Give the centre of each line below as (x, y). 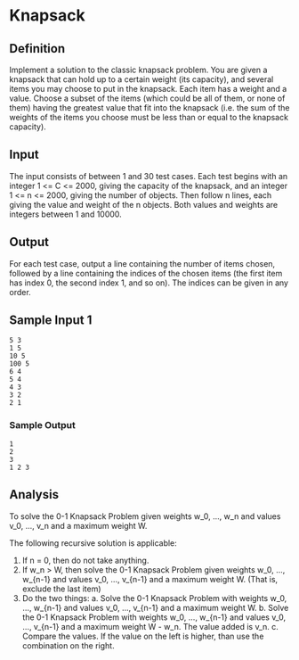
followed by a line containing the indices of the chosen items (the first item (146, 273)
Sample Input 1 (51, 321)
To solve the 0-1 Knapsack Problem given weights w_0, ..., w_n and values (145, 516)
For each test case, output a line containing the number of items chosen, (142, 263)
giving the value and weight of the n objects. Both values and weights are (144, 204)
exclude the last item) (61, 589)
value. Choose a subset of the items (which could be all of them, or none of (147, 98)
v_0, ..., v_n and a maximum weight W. (78, 525)
